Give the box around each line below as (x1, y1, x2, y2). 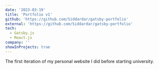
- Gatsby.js (9, 30, 35, 35)
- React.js (9, 35, 32, 40)
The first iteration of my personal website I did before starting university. (5, 58, 154, 64)
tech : (5, 26, 16, 31)
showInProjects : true (5, 44, 50, 49)
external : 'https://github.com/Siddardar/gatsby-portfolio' (5, 21, 133, 26)
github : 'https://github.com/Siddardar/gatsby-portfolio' (5, 16, 128, 21)
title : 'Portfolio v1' (5, 12, 52, 17)
